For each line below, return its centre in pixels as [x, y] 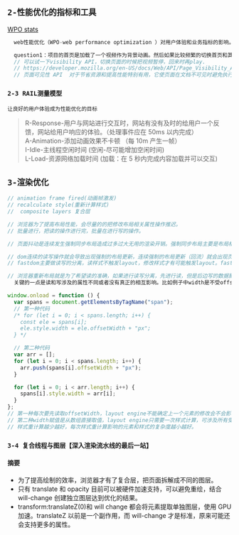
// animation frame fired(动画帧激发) [62, 198]
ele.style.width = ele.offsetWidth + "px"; [86, 329]
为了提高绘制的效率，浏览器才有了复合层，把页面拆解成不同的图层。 [117, 480]
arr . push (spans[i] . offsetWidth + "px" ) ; [81, 368]
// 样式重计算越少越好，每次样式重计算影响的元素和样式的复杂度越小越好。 [102, 427]
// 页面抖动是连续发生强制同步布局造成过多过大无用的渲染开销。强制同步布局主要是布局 [118, 244]
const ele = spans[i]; [54, 322]
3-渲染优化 [28, 182]
